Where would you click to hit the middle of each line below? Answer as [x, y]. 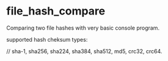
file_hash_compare [56, 11]
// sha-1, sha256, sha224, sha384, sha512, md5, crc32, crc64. [84, 51]
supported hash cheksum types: [47, 39]
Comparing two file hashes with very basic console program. [83, 28]
